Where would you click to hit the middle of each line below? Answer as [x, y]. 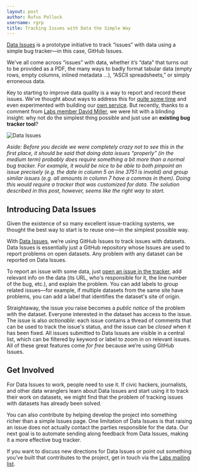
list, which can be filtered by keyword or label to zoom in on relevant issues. [99, 339]
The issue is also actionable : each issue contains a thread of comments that [99, 321]
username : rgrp [25, 22]
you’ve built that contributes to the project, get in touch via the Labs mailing [98, 457]
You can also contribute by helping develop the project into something [92, 415]
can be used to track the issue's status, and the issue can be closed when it [99, 327]
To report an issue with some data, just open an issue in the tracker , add [94, 271]
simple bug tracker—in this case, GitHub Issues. [65, 51]
